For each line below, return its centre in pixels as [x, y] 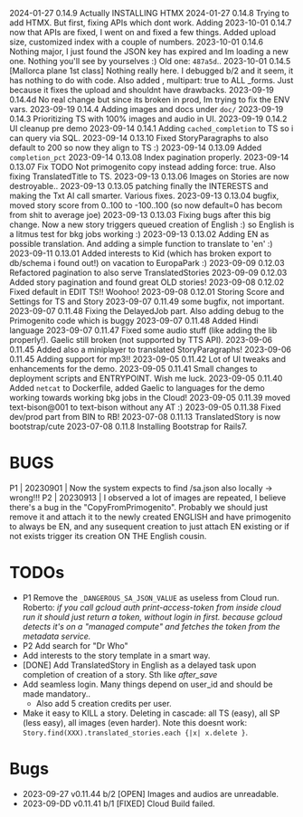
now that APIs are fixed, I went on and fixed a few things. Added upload [143, 32]
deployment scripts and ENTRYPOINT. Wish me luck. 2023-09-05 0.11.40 [146, 378]
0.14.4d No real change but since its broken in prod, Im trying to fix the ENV [150, 100]
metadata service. [57, 636]
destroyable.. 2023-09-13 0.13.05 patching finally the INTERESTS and [139, 186]
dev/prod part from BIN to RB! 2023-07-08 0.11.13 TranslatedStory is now [145, 417]
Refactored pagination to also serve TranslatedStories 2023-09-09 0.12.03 [148, 272]
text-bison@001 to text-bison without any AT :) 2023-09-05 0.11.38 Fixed [145, 407]
